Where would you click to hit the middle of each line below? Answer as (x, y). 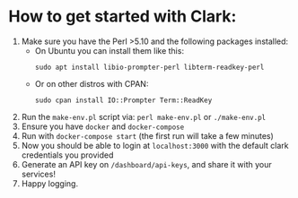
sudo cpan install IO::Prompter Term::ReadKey (123, 100)
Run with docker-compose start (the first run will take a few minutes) (148, 135)
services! (38, 174)
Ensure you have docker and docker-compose (103, 126)
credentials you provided (67, 155)
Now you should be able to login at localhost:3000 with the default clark (155, 145)
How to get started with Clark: (123, 17)
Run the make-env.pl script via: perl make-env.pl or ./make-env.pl (144, 116)
